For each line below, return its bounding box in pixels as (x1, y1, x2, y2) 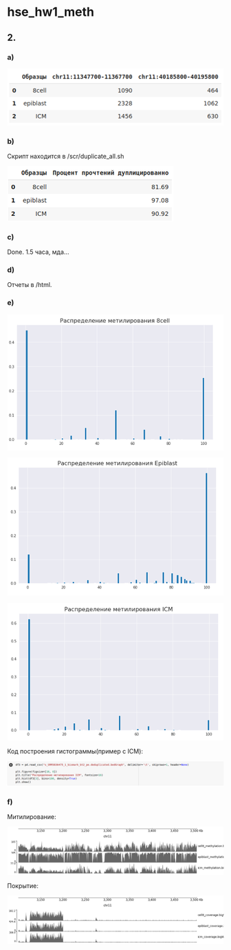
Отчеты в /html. (7, 281, 52, 289)
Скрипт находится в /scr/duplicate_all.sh (7, 152, 124, 160)
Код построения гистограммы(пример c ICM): (7, 746, 143, 755)
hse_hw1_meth (7, 4, 95, 20)
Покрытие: (7, 882, 39, 890)
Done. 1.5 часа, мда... (7, 248, 69, 256)
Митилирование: (7, 813, 56, 821)
